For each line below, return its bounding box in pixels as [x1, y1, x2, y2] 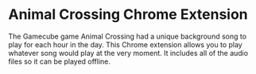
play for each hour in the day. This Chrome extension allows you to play [8, 39, 242, 49]
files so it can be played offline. [8, 57, 111, 66]
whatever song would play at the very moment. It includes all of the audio [8, 48, 249, 57]
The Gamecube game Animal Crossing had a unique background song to [8, 31, 247, 41]
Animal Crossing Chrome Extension [8, 6, 248, 24]
